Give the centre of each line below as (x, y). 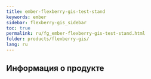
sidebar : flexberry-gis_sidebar (46, 22)
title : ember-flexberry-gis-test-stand (56, 11)
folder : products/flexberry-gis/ (48, 39)
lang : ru (17, 45)
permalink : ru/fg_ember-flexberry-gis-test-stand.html (76, 34)
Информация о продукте (55, 68)
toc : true (19, 28)
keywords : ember (26, 17)
